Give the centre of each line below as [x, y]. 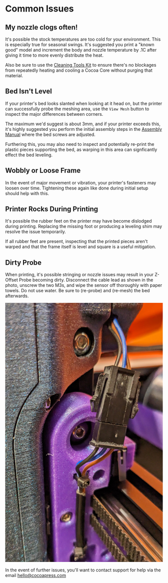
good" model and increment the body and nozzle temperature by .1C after [81, 50]
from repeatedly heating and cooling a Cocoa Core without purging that [79, 70]
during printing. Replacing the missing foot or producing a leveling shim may [84, 227]
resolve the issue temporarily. [36, 232]
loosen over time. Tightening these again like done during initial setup [77, 188]
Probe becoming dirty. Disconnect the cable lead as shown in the [86, 280]
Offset [12, 280]
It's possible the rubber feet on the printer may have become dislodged [78, 221]
